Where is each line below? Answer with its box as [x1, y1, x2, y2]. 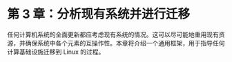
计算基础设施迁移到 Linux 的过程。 [7, 48, 105, 56]
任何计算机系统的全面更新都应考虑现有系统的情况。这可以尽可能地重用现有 [7, 30, 219, 39]
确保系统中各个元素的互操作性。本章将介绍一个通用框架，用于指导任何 [25, 39, 225, 47]
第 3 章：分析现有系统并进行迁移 [7, 6, 191, 22]
